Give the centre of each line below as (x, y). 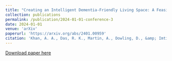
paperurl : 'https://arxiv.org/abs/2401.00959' (56, 34)
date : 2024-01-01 (24, 24)
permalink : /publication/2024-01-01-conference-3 (59, 19)
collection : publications (33, 15)
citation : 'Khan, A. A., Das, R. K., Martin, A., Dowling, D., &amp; (81, 39)
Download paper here (28, 53)
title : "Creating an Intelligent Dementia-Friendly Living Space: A (80, 10)
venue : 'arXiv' (21, 29)
